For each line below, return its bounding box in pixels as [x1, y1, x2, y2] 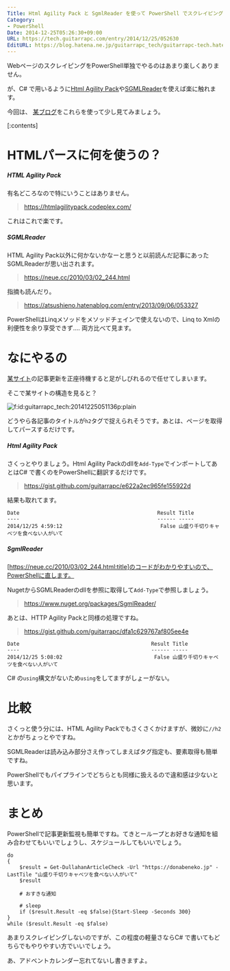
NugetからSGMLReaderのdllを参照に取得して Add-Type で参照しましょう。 [7, 586, 212, 594]
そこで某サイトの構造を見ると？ [7, 389, 97, 397]
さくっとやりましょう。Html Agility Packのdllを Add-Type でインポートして [7, 459, 212, 468]
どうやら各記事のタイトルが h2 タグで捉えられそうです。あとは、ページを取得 [7, 417, 222, 425]
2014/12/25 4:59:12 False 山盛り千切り [7, 523, 210, 530]
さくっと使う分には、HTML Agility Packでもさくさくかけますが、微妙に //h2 [7, 724, 221, 733]
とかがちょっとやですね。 [7, 733, 79, 741]
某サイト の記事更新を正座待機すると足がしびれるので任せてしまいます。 [7, 375, 211, 383]
